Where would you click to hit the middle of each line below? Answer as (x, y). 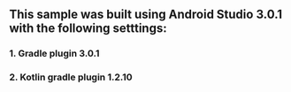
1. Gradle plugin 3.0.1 (54, 54)
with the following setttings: (88, 29)
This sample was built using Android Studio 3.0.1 (146, 15)
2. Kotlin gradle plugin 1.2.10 (71, 77)
